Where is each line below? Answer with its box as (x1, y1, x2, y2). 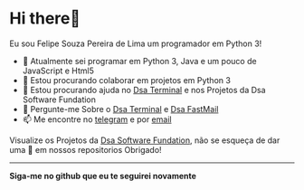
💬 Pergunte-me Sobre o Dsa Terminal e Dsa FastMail (22, 103, 219, 114)
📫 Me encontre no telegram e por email (22, 113, 172, 125)
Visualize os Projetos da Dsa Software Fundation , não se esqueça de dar (9, 135, 280, 146)
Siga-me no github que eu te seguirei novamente (9, 170, 197, 181)
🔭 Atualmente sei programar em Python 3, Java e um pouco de (22, 55, 257, 66)
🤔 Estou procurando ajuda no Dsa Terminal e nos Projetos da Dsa (22, 84, 266, 95)
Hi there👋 (9, 8, 81, 29)
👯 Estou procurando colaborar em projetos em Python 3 (22, 74, 231, 85)
